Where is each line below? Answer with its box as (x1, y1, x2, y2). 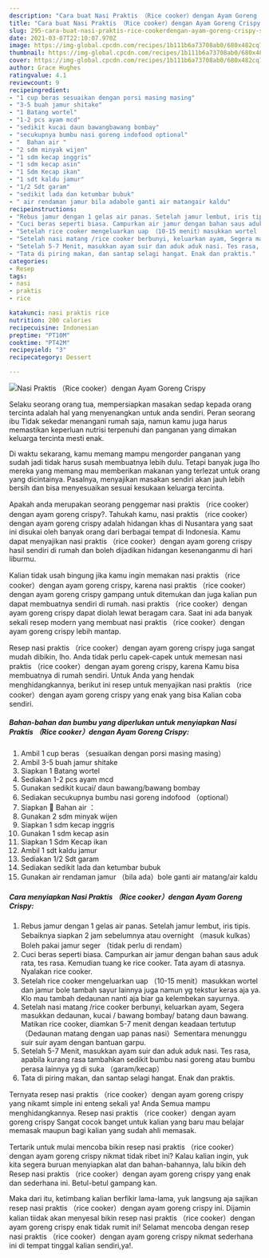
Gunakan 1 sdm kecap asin (20, 828, 109, 838)
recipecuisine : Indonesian (9, 323, 99, 332)
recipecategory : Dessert (9, 354, 92, 362)
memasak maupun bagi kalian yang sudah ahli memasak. (9, 1125, 196, 1135)
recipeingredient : (9, 86, 70, 94)
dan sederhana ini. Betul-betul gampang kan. (9, 1178, 158, 1188)
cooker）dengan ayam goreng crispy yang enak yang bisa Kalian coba (9, 690, 242, 699)
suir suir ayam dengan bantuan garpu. (20, 1037, 147, 1047)
